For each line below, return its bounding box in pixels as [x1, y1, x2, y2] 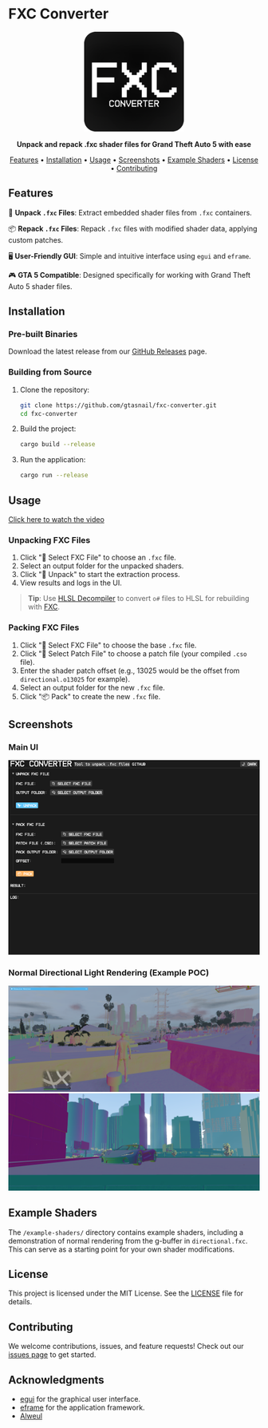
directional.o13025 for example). [19, 674, 130, 683]
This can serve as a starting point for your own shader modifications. [8, 1244, 235, 1254]
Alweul [19, 1410, 42, 1421]
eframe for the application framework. [19, 1402, 145, 1412]
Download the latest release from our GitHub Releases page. [8, 346, 207, 356]
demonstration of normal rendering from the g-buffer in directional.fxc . [8, 1236, 248, 1245]
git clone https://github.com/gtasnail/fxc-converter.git [19, 401, 217, 409]
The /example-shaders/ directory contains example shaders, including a [8, 1227, 244, 1237]
